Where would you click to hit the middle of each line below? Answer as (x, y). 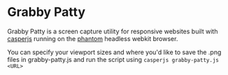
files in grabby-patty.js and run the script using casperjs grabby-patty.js (113, 59)
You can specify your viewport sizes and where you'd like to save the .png (114, 52)
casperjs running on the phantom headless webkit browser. (93, 38)
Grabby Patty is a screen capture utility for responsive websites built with (113, 31)
